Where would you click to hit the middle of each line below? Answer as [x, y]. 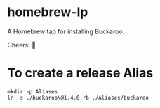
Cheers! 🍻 [22, 45]
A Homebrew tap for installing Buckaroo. [66, 31]
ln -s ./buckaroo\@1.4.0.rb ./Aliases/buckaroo [78, 98]
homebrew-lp [48, 12]
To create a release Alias [80, 73]
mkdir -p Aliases [33, 91]
